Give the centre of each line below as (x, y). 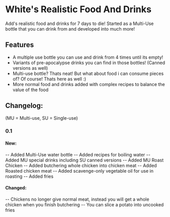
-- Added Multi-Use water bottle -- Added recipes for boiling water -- (78, 154)
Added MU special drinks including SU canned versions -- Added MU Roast (84, 160)
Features (20, 45)
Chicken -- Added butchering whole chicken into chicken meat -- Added (81, 165)
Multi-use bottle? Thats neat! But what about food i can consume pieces (88, 73)
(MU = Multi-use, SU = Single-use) (42, 118)
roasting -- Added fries (29, 176)
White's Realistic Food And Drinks (78, 9)
